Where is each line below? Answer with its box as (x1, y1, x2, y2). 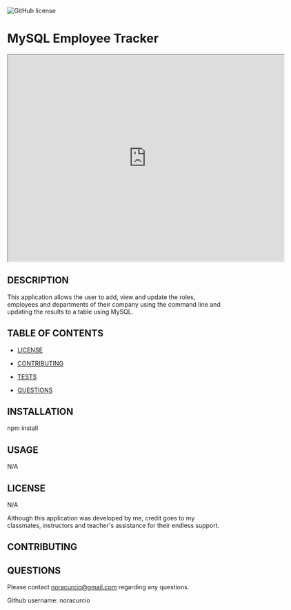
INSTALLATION (7, 405, 74, 417)
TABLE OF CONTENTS (7, 327, 103, 339)
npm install (7, 424, 39, 432)
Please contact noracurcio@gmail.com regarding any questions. (7, 583, 190, 591)
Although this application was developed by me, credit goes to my (7, 514, 195, 522)
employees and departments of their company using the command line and (7, 300, 221, 308)
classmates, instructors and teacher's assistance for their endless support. (7, 521, 220, 529)
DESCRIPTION (7, 274, 69, 286)
